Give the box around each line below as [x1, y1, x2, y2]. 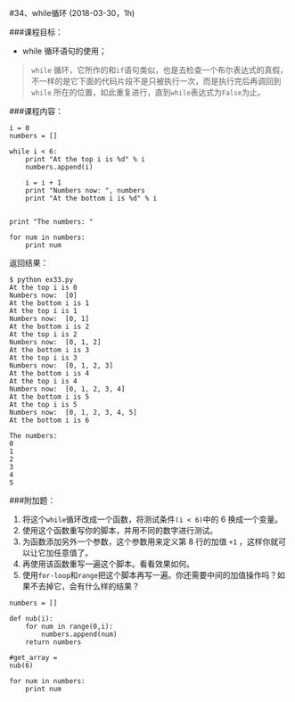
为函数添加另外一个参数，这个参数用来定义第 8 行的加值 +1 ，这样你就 [21, 536, 279, 547]
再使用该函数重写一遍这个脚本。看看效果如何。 [21, 558, 194, 569]
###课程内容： [9, 106, 64, 116]
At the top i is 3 [9, 353, 78, 362]
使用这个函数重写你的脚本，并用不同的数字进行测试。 [21, 525, 218, 535]
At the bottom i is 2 [9, 322, 90, 331]
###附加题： [9, 495, 56, 506]
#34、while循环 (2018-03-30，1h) [9, 8, 135, 18]
